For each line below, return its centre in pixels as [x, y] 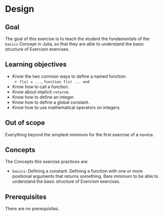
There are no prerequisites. [32, 209]
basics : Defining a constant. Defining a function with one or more [77, 171]
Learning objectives [36, 65]
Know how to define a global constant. [51, 102]
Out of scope [25, 123]
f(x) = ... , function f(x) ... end [54, 81]
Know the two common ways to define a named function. [69, 76]
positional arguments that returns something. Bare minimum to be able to [85, 176]
